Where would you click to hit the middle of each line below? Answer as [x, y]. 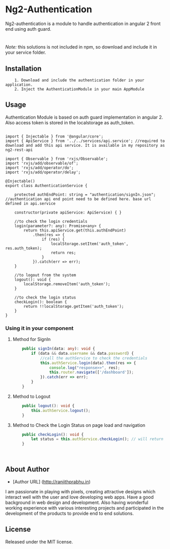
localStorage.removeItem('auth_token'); [67, 284]
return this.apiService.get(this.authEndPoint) [75, 230]
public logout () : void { [48, 406]
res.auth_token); [24, 248]
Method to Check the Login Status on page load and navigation [79, 425]
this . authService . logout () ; [61, 410]
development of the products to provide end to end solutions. [69, 513]
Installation [23, 68]
